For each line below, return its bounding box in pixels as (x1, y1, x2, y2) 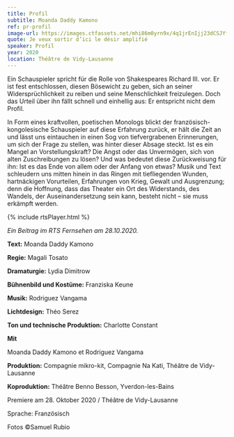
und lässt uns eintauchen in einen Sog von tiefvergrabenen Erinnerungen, (7, 132, 219, 141)
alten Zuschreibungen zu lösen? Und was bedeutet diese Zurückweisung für (7, 155, 226, 163)
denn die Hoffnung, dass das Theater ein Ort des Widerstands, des (7, 184, 200, 192)
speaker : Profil (7, 43, 54, 49)
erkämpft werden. (7, 199, 58, 208)
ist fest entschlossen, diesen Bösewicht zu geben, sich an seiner (7, 82, 193, 91)
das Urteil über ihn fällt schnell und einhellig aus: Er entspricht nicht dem (7, 97, 216, 105)
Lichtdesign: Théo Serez (7, 307, 79, 316)
